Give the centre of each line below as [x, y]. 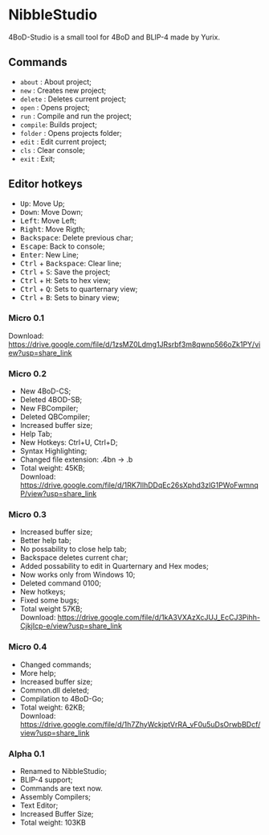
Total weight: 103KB [53, 823]
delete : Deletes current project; [73, 99]
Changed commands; [55, 664]
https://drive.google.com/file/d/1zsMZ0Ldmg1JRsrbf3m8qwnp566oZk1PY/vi [134, 344]
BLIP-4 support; [46, 780]
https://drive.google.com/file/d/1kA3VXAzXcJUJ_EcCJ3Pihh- [159, 618]
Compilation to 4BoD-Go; [62, 698]
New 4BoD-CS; [45, 391]
